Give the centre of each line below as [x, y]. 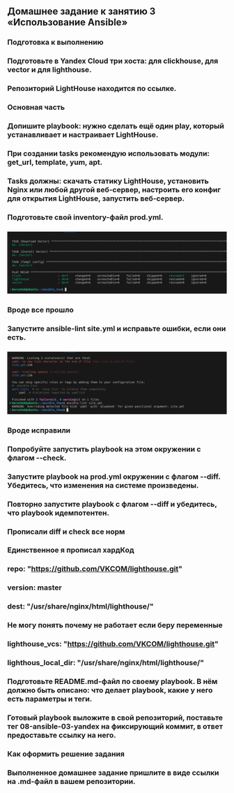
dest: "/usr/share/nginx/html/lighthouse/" [80, 606]
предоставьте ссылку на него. [62, 735]
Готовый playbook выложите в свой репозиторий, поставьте [115, 718]
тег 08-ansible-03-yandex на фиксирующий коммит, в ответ [115, 726]
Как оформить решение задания [66, 754]
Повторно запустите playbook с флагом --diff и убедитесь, [112, 504]
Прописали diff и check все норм [66, 532]
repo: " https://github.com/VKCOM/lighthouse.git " [95, 569]
